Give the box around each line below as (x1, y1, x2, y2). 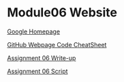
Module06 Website (7, 5, 118, 20)
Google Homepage (7, 27, 60, 36)
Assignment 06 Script (7, 67, 68, 75)
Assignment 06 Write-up (7, 53, 76, 62)
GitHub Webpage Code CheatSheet (7, 40, 107, 49)
